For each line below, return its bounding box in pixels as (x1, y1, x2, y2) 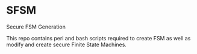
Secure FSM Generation (6, 23, 66, 30)
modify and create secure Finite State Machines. (6, 41, 127, 48)
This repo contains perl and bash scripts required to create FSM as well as (6, 34, 191, 42)
